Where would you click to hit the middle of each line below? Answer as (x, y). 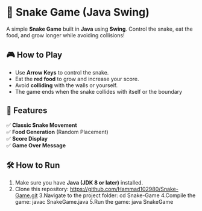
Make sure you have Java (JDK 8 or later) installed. (79, 183)
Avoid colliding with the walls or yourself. (66, 85)
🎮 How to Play (34, 55)
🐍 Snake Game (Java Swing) (78, 12)
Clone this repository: (42, 189)
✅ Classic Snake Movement (42, 125)
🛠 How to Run (33, 165)
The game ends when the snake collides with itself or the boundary (99, 91)
